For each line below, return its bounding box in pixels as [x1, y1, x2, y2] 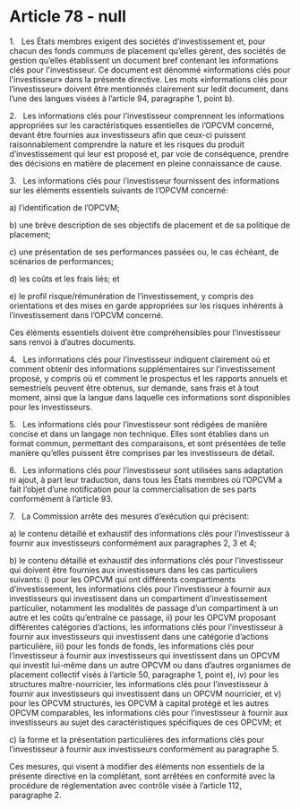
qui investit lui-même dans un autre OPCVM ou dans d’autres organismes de [9, 659, 291, 670]
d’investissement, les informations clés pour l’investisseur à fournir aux [9, 583, 271, 594]
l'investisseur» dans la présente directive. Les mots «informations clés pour [9, 73, 288, 84]
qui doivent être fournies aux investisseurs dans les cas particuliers [9, 564, 258, 575]
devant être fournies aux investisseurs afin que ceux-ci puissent [9, 129, 246, 140]
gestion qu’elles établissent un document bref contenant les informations [9, 55, 279, 65]
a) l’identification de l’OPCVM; [9, 202, 120, 212]
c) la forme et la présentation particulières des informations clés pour [9, 734, 265, 744]
